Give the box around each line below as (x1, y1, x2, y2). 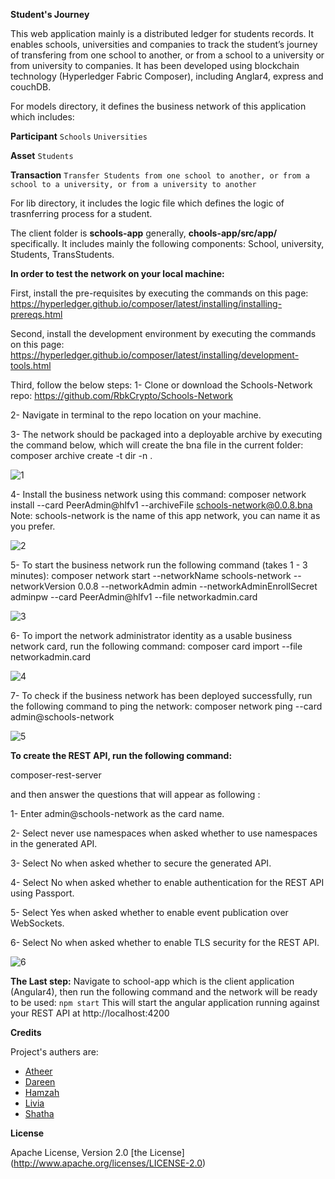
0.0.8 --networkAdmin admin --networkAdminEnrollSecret (77, 580, 318, 592)
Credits (10, 1027, 42, 1038)
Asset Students (10, 150, 74, 161)
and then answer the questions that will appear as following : (10, 789, 261, 800)
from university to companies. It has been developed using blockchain (10, 60, 300, 71)
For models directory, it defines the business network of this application (10, 100, 307, 112)
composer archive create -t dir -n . (10, 450, 153, 461)
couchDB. (10, 81, 52, 93)
